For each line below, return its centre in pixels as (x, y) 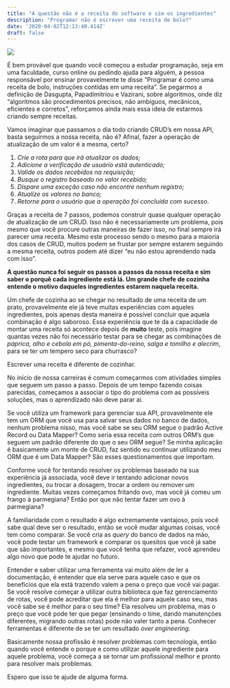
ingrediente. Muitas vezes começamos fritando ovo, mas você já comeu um (114, 492)
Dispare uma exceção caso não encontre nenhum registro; (101, 187)
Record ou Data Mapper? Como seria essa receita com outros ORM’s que (111, 435)
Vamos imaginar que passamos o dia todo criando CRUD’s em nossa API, (111, 130)
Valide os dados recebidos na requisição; (76, 172)
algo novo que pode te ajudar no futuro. (64, 557)
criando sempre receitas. (43, 116)
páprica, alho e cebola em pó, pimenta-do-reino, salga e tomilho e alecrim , (114, 344)
